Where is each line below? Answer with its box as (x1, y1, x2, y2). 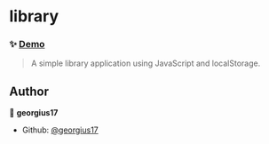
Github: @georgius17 (21, 124, 99, 135)
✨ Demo (9, 38, 45, 51)
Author (9, 84, 49, 99)
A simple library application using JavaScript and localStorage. (30, 58, 261, 68)
